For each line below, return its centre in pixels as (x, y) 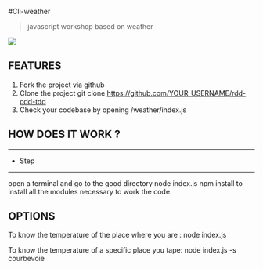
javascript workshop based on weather (90, 26)
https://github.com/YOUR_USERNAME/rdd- (177, 93)
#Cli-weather (29, 11)
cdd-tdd (32, 101)
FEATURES (35, 66)
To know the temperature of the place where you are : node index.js (117, 235)
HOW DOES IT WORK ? (64, 134)
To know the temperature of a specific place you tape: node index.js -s (122, 250)
